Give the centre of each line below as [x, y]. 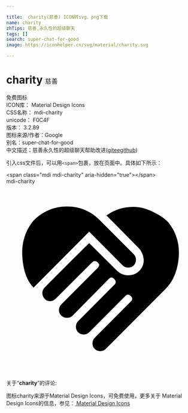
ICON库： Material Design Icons [46, 105]
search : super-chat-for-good [43, 40]
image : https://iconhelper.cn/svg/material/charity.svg [77, 45]
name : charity [24, 23]
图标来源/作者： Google [34, 135]
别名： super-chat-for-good [40, 142]
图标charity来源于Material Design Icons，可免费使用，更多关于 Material [94, 396]
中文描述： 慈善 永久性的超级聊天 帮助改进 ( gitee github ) [72, 150]
